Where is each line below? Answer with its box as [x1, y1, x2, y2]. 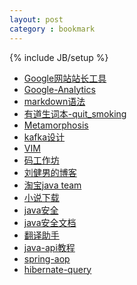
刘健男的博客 [23, 166, 77, 178]
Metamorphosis [23, 119, 89, 131]
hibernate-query [23, 263, 92, 275]
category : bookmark [9, 24, 96, 34]
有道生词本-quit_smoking [23, 107, 127, 120]
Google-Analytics [23, 83, 96, 95]
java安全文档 [23, 216, 77, 228]
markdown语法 [23, 95, 86, 107]
